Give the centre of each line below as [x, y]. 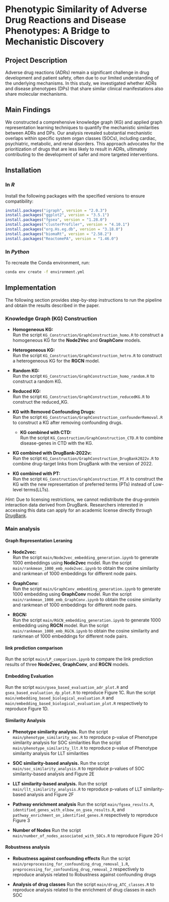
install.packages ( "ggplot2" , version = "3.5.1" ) [57, 215]
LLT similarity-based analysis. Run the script [60, 783]
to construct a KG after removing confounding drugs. [67, 422]
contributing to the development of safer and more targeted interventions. [82, 154]
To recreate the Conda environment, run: [47, 262]
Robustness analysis [27, 847]
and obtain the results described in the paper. [52, 305]
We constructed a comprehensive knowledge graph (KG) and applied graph [84, 122]
